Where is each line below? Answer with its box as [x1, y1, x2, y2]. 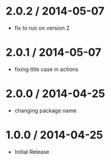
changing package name [14, 107, 77, 114]
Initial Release [14, 148, 50, 155]
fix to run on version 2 [14, 24, 70, 32]
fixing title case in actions [14, 65, 79, 73]
